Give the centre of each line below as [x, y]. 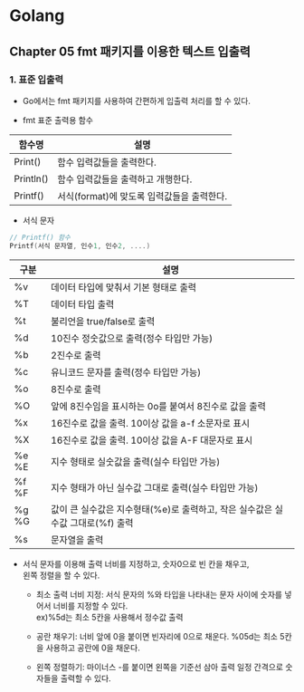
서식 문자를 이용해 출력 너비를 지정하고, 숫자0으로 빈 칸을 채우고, [136, 563]
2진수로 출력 [76, 355]
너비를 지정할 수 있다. [90, 605]
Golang [37, 16]
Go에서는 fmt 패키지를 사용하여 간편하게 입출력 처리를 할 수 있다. [137, 101]
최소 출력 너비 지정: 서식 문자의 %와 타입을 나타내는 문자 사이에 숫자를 [159, 594]
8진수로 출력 [76, 389]
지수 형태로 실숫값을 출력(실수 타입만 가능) [136, 461]
